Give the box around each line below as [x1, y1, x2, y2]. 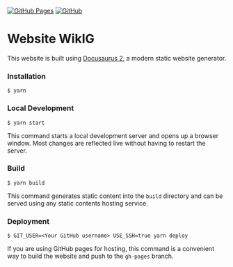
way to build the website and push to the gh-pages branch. [7, 252, 174, 261]
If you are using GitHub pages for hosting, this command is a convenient [7, 245, 214, 253]
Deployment [7, 216, 50, 226]
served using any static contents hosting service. [7, 199, 148, 207]
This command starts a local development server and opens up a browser [7, 131, 219, 139]
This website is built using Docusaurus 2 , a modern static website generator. [7, 54, 227, 62]
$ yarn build [7, 179, 45, 186]
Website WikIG [7, 31, 95, 47]
